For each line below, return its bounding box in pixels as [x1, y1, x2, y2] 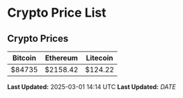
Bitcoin [12, 54, 37, 63]
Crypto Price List [7, 5, 106, 21]
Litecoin [86, 54, 113, 63]
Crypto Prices [7, 33, 69, 44]
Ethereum [45, 54, 79, 63]
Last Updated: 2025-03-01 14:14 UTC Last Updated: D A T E [7, 83, 176, 91]
